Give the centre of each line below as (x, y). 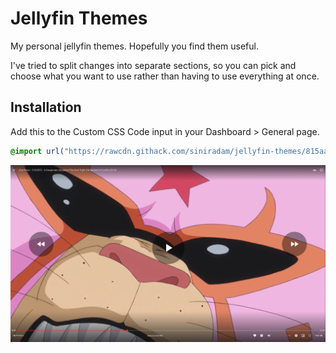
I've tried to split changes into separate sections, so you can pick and (153, 65)
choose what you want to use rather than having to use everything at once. (165, 76)
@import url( (37, 151)
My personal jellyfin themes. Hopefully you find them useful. (134, 46)
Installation (46, 107)
